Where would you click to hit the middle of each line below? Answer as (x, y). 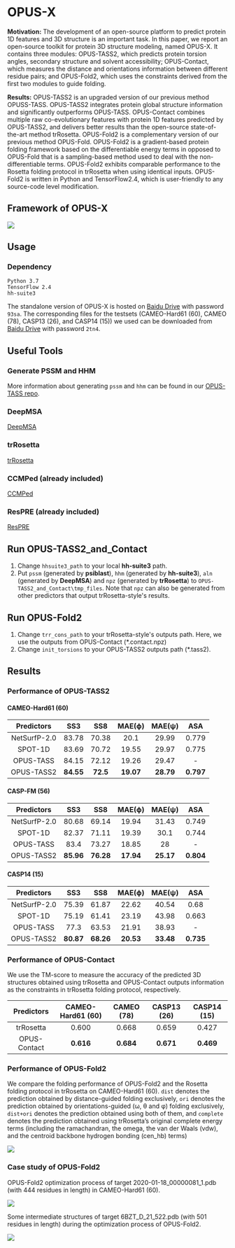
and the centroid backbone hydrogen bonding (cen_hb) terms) (97, 1136)
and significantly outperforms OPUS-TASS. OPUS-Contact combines (106, 112)
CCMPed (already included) (55, 478)
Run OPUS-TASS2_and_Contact (77, 549)
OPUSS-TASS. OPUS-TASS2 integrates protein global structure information (115, 104)
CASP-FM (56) (29, 791)
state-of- (204, 127)
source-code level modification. (53, 186)
